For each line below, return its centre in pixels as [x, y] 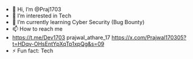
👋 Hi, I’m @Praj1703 [37, 9]
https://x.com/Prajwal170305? [149, 37]
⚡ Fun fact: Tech [33, 51]
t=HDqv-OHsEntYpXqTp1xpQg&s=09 [58, 44]
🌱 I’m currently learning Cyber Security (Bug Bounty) [78, 22]
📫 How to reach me [37, 29]
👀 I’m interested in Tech [42, 16]
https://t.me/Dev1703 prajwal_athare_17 [61, 37]
